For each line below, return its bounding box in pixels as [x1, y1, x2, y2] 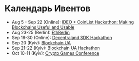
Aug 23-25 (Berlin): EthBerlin [11, 29, 70, 35]
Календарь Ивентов [4, 3, 91, 14]
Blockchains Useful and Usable [11, 24, 75, 30]
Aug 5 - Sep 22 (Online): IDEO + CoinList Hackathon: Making [11, 19, 134, 25]
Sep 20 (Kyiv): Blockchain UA [11, 40, 71, 45]
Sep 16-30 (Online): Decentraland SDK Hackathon [11, 35, 113, 41]
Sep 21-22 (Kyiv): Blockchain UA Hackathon [11, 45, 100, 51]
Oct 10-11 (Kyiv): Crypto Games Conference [11, 50, 99, 56]
